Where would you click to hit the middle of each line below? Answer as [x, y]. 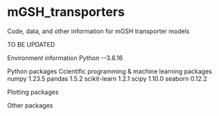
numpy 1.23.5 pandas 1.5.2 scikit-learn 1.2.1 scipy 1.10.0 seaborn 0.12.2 [107, 78]
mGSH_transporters [66, 12]
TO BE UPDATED [31, 44]
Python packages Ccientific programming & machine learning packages [110, 71]
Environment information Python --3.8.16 [65, 58]
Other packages [30, 105]
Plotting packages [33, 92]
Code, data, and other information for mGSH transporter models [98, 31]
